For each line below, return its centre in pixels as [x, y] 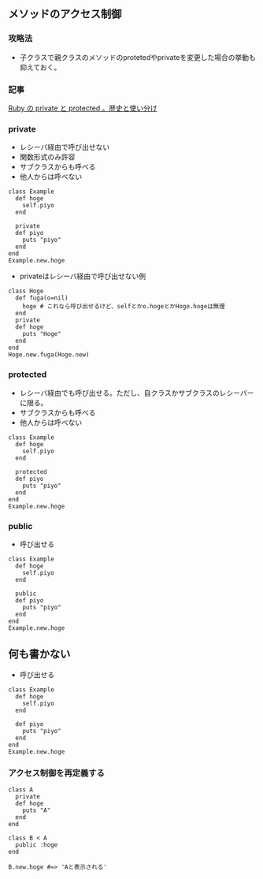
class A [21, 790]
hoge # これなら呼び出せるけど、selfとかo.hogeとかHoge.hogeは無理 [124, 307]
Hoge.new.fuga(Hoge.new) [49, 355]
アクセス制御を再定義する [56, 773]
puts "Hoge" [42, 334]
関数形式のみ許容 [47, 157]
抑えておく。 [40, 67]
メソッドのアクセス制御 [65, 14]
